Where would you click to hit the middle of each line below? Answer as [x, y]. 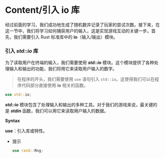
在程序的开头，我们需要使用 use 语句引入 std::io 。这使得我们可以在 [86, 79]
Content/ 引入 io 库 [42, 10]
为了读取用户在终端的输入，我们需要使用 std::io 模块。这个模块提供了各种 [80, 63]
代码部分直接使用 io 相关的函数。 [55, 85]
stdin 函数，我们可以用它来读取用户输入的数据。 [60, 111]
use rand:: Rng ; [28, 151]
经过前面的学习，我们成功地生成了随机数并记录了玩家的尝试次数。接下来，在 [82, 25]
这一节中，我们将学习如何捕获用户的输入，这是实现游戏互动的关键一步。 [78, 31]
